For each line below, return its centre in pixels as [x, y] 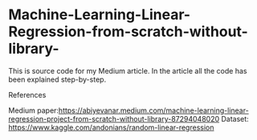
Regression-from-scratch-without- [128, 32]
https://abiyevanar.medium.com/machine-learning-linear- [153, 110]
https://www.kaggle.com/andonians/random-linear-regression [111, 127]
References [27, 94]
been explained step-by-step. [57, 79]
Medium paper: [33, 110]
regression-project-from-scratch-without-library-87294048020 [114, 118]
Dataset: [235, 118]
